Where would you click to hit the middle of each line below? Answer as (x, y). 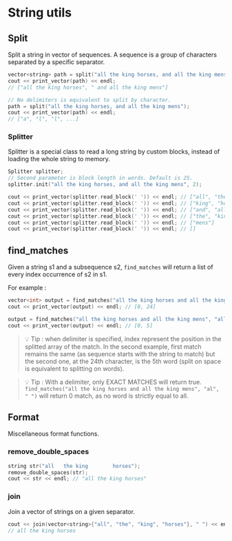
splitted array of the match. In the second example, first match (113, 347)
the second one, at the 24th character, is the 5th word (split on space (123, 361)
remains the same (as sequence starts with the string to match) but (120, 354)
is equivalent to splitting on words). (74, 368)
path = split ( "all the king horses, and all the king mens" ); (99, 106)
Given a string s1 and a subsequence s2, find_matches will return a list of (110, 267)
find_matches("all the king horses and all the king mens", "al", (122, 389)
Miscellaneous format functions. (53, 434)
